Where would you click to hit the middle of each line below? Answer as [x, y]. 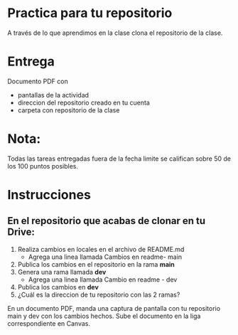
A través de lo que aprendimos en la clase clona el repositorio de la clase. [115, 33]
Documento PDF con [38, 81]
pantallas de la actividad [53, 95]
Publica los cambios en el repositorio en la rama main [96, 264]
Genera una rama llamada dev [62, 272]
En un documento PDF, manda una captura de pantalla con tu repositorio [114, 308]
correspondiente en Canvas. [49, 323]
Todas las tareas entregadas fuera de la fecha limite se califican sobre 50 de [119, 159]
